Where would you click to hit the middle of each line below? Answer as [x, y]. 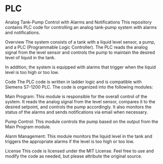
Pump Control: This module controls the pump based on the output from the [81, 121]
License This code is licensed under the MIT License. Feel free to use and [80, 151]
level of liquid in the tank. [30, 57]
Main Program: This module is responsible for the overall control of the [76, 96]
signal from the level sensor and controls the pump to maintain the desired [80, 52]
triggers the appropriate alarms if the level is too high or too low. [70, 141]
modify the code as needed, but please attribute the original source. [74, 156]
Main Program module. [28, 127]
